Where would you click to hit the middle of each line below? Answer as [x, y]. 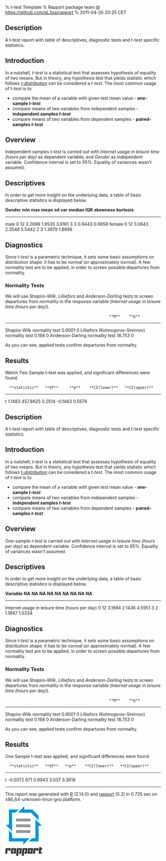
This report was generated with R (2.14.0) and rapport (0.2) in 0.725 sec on [81, 794]
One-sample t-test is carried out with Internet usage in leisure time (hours [80, 541]
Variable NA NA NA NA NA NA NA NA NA [49, 594]
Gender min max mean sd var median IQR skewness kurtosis [69, 210]
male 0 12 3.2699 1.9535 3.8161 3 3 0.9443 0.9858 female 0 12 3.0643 [77, 224]
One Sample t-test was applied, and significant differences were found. [78, 757]
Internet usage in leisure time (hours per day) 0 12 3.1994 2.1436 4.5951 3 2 [82, 608]
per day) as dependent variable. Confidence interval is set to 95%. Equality [82, 546]
